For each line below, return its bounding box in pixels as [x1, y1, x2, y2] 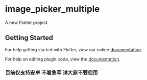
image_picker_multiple [5, 3, 100, 15]
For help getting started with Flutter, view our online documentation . [5, 46, 142, 52]
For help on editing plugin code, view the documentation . [5, 56, 121, 62]
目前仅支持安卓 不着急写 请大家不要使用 [5, 69, 98, 76]
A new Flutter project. [5, 20, 49, 25]
